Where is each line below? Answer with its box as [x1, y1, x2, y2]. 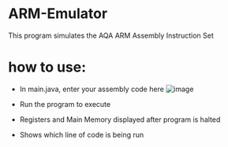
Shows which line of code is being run [19, 130, 144, 139]
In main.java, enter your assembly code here [19, 84, 164, 94]
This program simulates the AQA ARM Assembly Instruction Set [8, 31, 215, 40]
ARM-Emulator [8, 5, 108, 23]
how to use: [8, 58, 87, 76]
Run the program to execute [19, 99, 111, 108]
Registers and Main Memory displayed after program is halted [19, 115, 221, 124]
